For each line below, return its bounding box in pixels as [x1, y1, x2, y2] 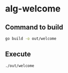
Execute [5, 50, 31, 58]
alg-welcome [5, 3, 61, 14]
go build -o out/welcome [5, 36, 57, 41]
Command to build [5, 23, 64, 31]
